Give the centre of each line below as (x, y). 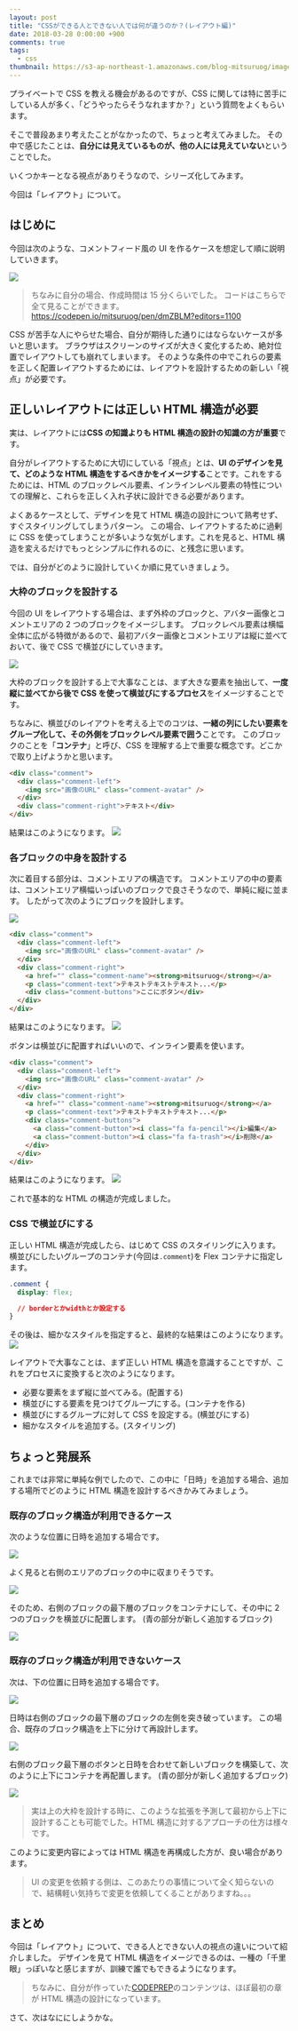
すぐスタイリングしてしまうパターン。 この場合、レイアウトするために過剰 (145, 526)
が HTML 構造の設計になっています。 (98, 1999)
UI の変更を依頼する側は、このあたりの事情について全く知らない (149, 1882)
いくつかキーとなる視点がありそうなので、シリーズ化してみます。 (129, 175)
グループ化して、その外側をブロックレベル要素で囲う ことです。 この (134, 734)
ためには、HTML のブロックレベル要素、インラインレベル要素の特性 (134, 484)
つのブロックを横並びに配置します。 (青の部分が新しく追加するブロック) (141, 1619)
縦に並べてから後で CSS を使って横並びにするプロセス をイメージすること (143, 693)
